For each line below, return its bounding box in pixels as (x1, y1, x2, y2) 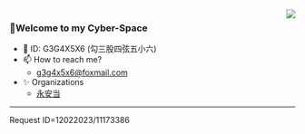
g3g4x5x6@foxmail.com (35, 67, 129, 78)
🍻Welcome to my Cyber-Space (9, 22, 148, 34)
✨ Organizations (22, 77, 84, 88)
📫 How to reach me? (22, 54, 103, 65)
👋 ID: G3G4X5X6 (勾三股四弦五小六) (22, 43, 157, 54)
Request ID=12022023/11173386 (9, 115, 130, 126)
